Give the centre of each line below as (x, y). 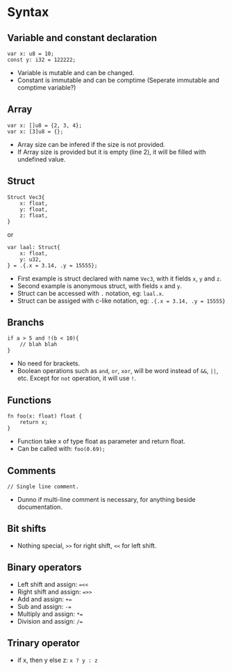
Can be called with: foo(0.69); (61, 449)
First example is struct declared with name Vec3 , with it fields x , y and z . (119, 278)
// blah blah (39, 345)
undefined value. (41, 159)
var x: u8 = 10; (31, 54)
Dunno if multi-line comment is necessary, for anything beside (106, 500)
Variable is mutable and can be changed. (76, 73)
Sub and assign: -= (44, 606)
